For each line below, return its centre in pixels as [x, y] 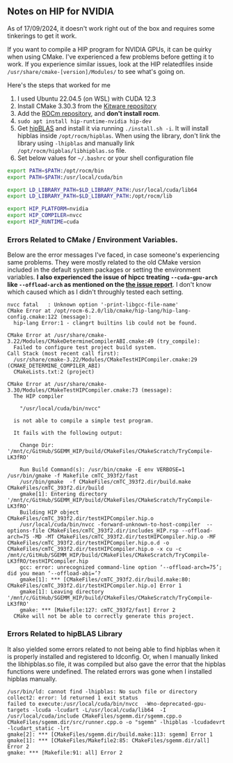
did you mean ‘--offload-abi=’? [54, 574]
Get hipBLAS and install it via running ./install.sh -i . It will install [113, 128]
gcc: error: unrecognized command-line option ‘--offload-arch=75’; [121, 568]
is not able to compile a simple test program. [84, 421]
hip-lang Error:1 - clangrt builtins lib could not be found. [105, 323]
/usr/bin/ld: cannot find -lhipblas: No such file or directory [102, 691]
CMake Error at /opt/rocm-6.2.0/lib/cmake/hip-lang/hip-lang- [99, 311]
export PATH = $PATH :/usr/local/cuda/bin [65, 177]
